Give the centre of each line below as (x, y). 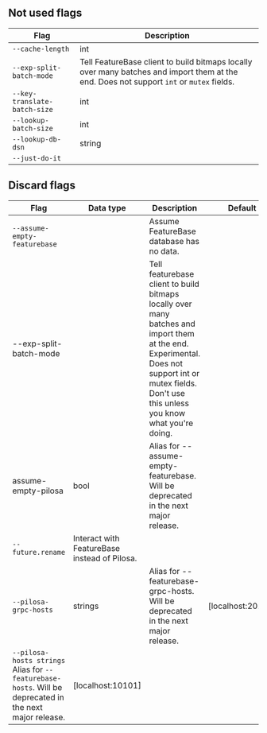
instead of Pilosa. (105, 558)
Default (242, 207)
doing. (161, 432)
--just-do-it (37, 158)
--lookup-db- (37, 139)
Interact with (96, 538)
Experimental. (175, 353)
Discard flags (42, 186)
